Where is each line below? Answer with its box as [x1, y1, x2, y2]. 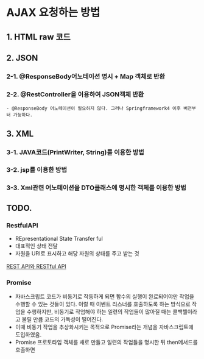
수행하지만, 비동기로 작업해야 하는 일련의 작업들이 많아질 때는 [26, 308, 172, 316]
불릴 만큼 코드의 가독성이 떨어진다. [21, 316, 104, 323]
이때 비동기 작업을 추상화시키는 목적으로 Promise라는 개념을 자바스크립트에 [15, 324, 194, 331]
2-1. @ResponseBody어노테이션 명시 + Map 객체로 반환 [6, 72, 166, 80]
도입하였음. [15, 331, 42, 338]
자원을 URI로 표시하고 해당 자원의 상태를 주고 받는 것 [15, 250, 139, 257]
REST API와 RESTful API [6, 263, 67, 270]
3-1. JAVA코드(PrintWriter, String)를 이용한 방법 [6, 148, 144, 156]
